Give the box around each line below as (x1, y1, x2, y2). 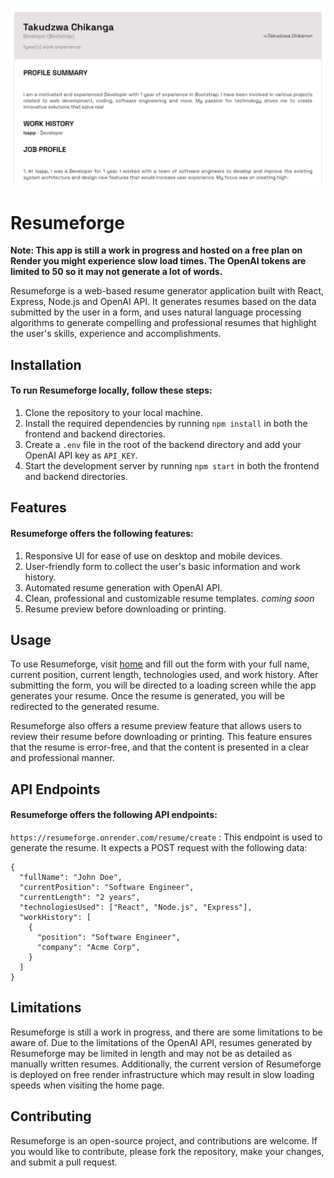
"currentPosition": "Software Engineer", (19, 883, 195, 893)
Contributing (10, 1108, 92, 1125)
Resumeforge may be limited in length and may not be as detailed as (10, 1047, 293, 1059)
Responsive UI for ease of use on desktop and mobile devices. (24, 549, 283, 562)
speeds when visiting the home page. (10, 1079, 165, 1091)
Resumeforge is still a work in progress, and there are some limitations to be (10, 1026, 323, 1038)
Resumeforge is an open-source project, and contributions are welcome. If (10, 1134, 318, 1147)
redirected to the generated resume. (10, 701, 160, 713)
